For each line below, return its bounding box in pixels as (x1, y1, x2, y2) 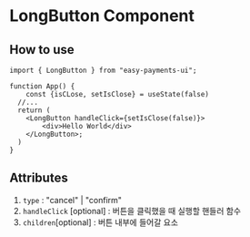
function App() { (9, 82, 75, 91)
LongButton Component (9, 5, 195, 26)
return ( (17, 106, 51, 115)
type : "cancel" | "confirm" (22, 194, 123, 205)
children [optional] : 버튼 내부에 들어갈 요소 (22, 216, 179, 228)
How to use (9, 42, 75, 57)
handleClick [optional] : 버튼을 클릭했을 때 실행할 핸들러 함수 (22, 205, 242, 216)
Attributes (9, 170, 68, 186)
